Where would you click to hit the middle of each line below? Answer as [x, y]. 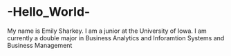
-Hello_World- [49, 12]
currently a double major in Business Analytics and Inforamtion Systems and [116, 38]
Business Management [40, 45]
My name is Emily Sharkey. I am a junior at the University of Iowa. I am [107, 31]
